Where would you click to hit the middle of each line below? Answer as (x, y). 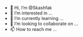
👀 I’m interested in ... (31, 13)
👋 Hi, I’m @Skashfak (31, 8)
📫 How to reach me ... (33, 29)
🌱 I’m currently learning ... (37, 18)
